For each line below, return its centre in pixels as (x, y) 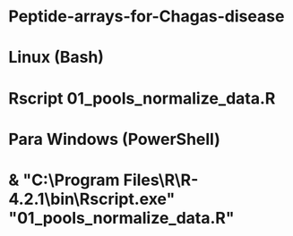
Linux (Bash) (56, 58)
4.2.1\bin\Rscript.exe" (92, 199)
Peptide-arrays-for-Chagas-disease (146, 17)
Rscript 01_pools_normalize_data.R (142, 98)
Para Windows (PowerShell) (115, 139)
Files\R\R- (161, 180)
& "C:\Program (64, 180)
